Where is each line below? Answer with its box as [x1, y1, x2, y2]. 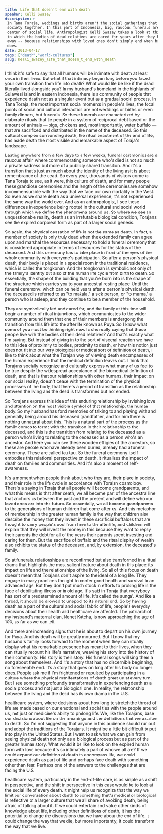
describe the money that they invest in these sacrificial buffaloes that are [5, 516, 151, 522]
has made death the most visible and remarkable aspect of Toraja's [5, 137, 140, 144]
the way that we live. [5, 823, 46, 829]
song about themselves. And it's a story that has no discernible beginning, [5, 659, 154, 665]
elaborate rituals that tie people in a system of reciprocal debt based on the [5, 117, 156, 123]
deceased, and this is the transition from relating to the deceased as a [5, 429, 145, 435]
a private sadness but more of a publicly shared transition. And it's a [5, 163, 142, 169]
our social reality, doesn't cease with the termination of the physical [5, 378, 141, 384]
